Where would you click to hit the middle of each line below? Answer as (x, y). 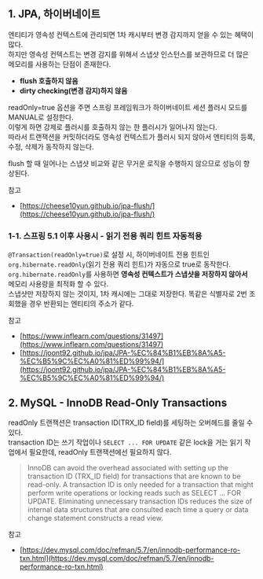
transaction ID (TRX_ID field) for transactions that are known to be (134, 476)
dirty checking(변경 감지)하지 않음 (73, 90)
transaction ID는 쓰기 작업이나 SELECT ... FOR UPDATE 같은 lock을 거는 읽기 (126, 442)
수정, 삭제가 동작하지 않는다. (51, 146)
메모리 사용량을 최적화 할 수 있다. (58, 284)
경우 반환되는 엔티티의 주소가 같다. (81, 304)
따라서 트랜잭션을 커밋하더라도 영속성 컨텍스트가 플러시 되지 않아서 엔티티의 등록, (132, 137)
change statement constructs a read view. (95, 518)
